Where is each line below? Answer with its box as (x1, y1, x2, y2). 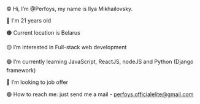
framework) (6, 67, 36, 74)
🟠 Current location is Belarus (6, 29, 81, 36)
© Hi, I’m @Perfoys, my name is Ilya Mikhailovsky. (6, 5, 133, 12)
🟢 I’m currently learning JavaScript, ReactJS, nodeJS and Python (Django (6, 58, 194, 65)
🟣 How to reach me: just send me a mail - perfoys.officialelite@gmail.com (6, 91, 194, 98)
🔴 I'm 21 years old (6, 17, 52, 24)
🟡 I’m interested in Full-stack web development (6, 44, 127, 50)
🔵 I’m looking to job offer (6, 78, 69, 86)
